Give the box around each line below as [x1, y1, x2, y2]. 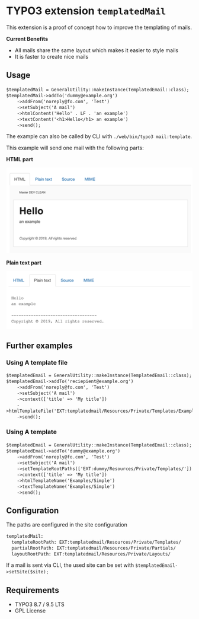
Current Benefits [6, 35, 49, 42]
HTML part [6, 155, 34, 162]
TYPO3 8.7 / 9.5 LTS [14, 601, 65, 608]
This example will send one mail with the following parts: [6, 144, 144, 151]
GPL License [14, 607, 46, 614]
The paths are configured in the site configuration [6, 521, 127, 528]
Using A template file [6, 358, 68, 366]
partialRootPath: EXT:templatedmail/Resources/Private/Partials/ [11, 545, 176, 551]
